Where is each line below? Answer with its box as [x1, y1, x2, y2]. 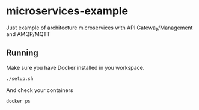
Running [6, 48, 39, 58]
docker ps [6, 98, 31, 104]
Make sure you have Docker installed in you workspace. [6, 64, 145, 71]
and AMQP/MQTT [6, 30, 51, 37]
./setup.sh [6, 75, 34, 82]
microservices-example [6, 4, 129, 18]
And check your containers [6, 86, 73, 94]
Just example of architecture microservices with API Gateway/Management [6, 24, 193, 31]
